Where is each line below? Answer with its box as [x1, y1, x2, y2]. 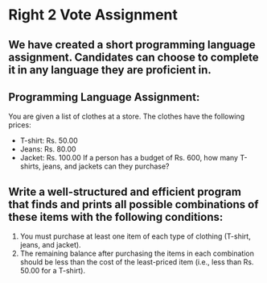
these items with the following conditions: [8, 210, 224, 223]
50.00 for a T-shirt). [19, 266, 86, 276]
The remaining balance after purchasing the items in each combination [19, 248, 255, 259]
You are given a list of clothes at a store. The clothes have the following [8, 111, 245, 122]
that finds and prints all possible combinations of [8, 198, 259, 211]
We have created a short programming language [8, 38, 256, 52]
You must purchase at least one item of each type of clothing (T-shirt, [19, 231, 251, 241]
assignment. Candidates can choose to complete [8, 50, 259, 64]
